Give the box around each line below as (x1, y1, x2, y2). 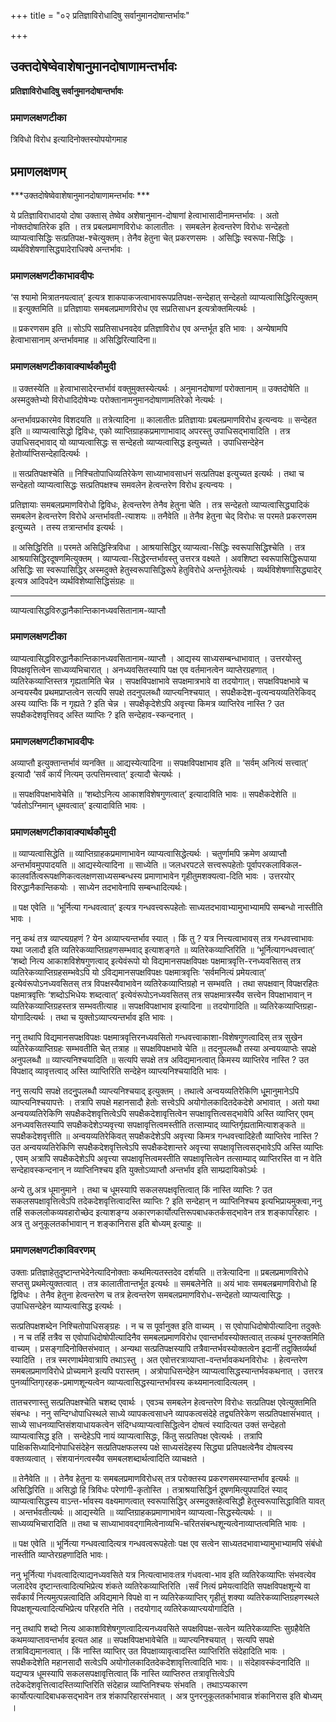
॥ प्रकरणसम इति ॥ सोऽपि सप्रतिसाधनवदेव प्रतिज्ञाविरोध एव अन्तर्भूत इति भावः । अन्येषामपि (10, 323, 288, 335)
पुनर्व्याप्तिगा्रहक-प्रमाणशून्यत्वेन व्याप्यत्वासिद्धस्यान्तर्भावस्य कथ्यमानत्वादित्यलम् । (10, 1376, 257, 1388)
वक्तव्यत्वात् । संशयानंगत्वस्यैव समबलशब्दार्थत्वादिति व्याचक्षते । (10, 1452, 206, 1464)
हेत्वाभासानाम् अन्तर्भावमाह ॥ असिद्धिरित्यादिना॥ (10, 334, 157, 346)
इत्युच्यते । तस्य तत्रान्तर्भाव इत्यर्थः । (10, 521, 124, 533)
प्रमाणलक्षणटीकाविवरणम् (10, 1243, 95, 1257)
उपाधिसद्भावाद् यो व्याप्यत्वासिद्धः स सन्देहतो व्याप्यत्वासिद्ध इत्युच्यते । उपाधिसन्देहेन (10, 436, 265, 448)
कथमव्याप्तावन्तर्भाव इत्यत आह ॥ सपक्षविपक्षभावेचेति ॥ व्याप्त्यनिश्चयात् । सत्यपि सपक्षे (10, 1633, 275, 1645)
